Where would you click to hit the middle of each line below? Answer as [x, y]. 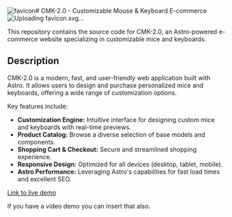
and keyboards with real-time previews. [74, 127]
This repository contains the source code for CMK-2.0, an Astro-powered [112, 32]
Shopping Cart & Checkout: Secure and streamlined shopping [107, 149]
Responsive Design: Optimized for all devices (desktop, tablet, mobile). [120, 164]
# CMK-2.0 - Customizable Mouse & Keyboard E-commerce [121, 11]
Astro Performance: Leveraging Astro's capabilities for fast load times [118, 172]
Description [33, 61]
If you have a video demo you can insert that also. [79, 206]
